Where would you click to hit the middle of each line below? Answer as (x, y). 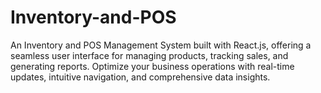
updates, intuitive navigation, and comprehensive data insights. (140, 77)
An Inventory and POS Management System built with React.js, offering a (161, 45)
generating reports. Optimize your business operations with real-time (152, 66)
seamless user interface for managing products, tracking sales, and (149, 55)
